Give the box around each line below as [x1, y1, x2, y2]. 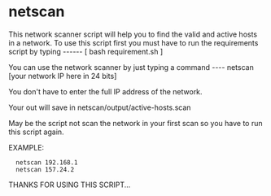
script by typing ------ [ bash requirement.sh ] [8, 46, 164, 56]
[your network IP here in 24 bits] [8, 71, 117, 81]
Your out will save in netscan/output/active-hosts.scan [8, 102, 191, 112]
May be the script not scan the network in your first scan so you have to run [8, 118, 263, 128]
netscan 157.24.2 [15, 165, 75, 173]
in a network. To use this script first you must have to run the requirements [8, 37, 259, 47]
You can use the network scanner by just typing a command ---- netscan [8, 62, 254, 72]
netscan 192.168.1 [15, 158, 79, 167]
